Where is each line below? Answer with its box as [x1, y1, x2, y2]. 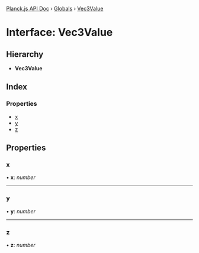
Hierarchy [6, 49, 44, 59]
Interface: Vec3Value [6, 26, 113, 39]
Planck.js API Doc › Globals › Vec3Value [6, 5, 104, 12]
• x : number [6, 174, 36, 181]
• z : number [6, 241, 36, 248]
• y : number [6, 207, 36, 215]
